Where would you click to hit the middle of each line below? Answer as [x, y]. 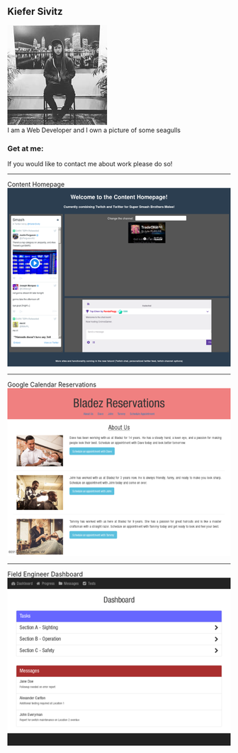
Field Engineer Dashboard [45, 574]
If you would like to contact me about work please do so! [90, 164]
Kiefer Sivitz [35, 12]
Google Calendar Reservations [52, 384]
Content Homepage [36, 185]
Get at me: [25, 148]
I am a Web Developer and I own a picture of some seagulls [94, 130]
